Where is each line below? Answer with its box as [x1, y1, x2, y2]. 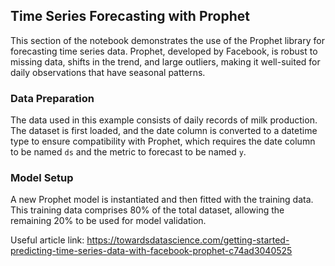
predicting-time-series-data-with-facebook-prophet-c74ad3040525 [10, 245, 293, 257]
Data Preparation [10, 91, 95, 105]
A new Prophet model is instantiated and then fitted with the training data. [10, 194, 314, 206]
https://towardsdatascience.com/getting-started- [86, 234, 290, 246]
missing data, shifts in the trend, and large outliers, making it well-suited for [10, 55, 321, 68]
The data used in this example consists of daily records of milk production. [10, 114, 318, 126]
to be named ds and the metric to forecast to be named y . [10, 146, 247, 158]
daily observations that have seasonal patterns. [10, 66, 206, 78]
